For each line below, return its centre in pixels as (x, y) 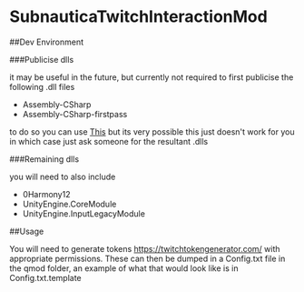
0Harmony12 (46, 194)
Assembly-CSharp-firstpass (75, 114)
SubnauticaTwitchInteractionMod (138, 17)
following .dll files (42, 86)
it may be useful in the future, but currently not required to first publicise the (152, 77)
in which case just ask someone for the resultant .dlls (109, 141)
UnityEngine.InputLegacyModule (83, 213)
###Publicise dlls (42, 59)
